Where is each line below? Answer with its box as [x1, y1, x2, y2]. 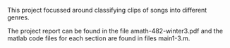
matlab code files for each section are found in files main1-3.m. [7, 34, 190, 42]
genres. [7, 13, 30, 22]
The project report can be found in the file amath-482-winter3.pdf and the [7, 27, 224, 35]
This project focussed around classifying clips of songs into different [7, 6, 207, 14]
